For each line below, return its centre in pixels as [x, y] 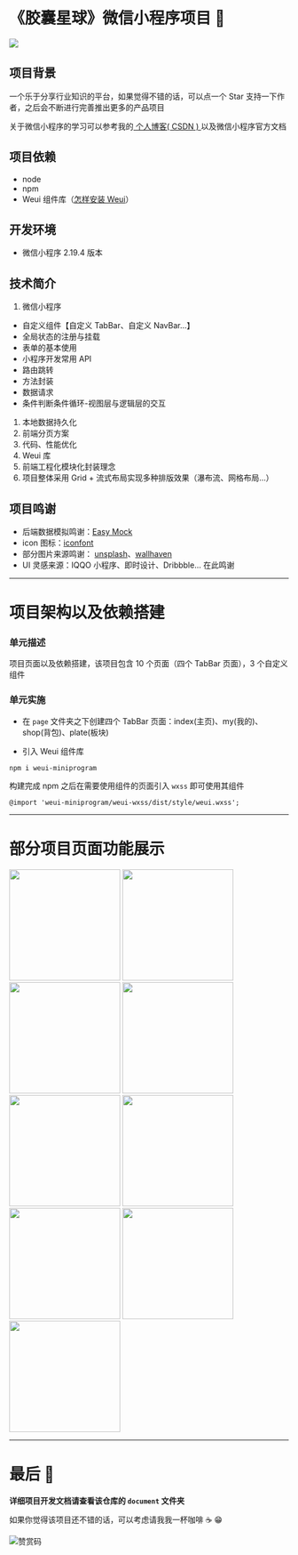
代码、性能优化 [49, 445]
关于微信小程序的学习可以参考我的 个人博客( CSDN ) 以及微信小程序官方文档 [148, 126]
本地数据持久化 [49, 423]
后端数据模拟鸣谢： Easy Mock [77, 532]
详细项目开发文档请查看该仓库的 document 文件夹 [97, 1501]
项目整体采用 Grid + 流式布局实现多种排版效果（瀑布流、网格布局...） [148, 478]
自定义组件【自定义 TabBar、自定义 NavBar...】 [108, 326]
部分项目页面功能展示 [87, 848]
